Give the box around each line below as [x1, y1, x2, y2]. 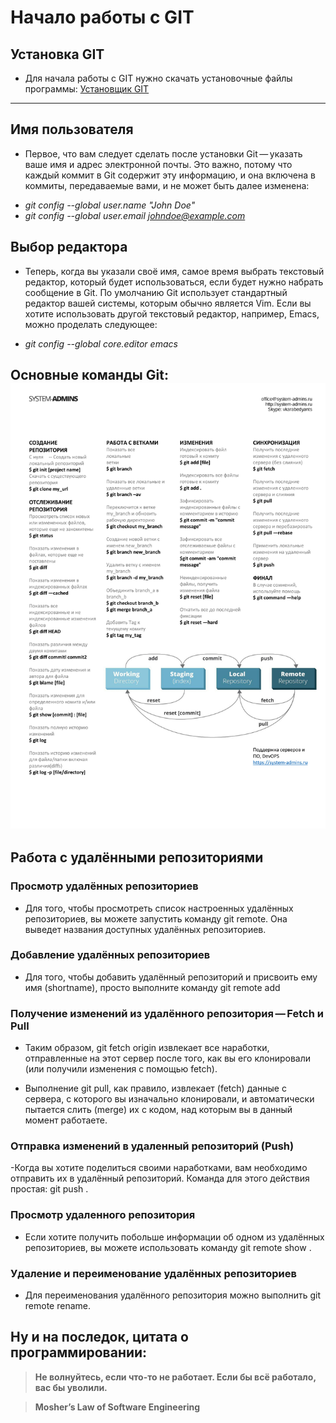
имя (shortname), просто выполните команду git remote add [24, 981, 281, 993]
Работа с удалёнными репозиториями [10, 849, 264, 866]
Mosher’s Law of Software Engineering [34, 1401, 201, 1413]
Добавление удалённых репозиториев [10, 948, 211, 962]
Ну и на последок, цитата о [10, 1329, 189, 1346]
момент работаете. [24, 1114, 108, 1126]
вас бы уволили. [34, 1381, 108, 1393]
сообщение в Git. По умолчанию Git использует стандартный [24, 286, 288, 298]
